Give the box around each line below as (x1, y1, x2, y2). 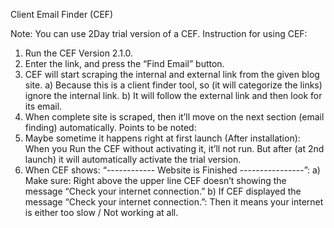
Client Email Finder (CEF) (10, 9, 114, 20)
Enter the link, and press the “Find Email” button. (24, 58, 225, 69)
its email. (24, 100, 63, 112)
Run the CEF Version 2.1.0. (24, 47, 134, 59)
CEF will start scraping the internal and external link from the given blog (24, 69, 320, 80)
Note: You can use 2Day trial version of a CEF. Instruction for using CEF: (10, 28, 308, 39)
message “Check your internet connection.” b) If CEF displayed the (24, 185, 302, 197)
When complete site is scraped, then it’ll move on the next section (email (24, 111, 325, 123)
